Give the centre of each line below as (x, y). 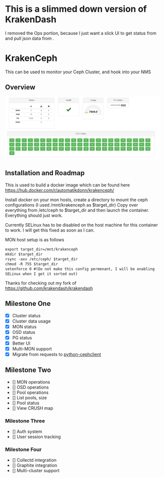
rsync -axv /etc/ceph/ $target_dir (41, 259)
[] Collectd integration (34, 460)
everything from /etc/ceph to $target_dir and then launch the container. (77, 210)
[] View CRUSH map (32, 408)
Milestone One (28, 304)
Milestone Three (25, 420)
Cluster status (26, 315)
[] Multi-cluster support (36, 471)
